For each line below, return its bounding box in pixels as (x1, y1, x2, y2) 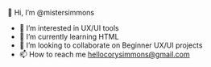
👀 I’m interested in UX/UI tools (19, 23, 119, 32)
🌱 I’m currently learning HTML (19, 32, 119, 41)
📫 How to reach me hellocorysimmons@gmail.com (19, 49, 190, 59)
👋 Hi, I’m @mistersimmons (7, 8, 95, 17)
